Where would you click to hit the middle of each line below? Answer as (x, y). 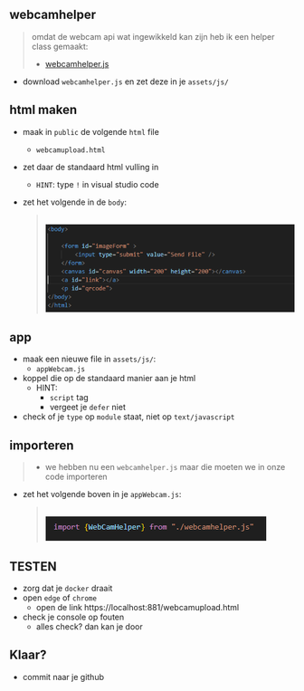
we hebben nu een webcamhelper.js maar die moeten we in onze (165, 467)
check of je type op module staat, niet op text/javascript (128, 417)
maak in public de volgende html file (91, 131)
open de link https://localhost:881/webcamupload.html (138, 607)
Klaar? (28, 655)
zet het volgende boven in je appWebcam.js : (102, 494)
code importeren (76, 477)
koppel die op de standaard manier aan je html (109, 379)
